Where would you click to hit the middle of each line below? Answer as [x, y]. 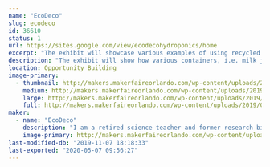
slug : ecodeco [32, 23]
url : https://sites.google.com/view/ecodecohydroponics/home [113, 46]
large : [34, 98]
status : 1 [25, 38]
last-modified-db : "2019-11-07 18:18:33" [79, 143]
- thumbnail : [37, 83]
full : [32, 105]
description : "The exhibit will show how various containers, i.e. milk [133, 61]
